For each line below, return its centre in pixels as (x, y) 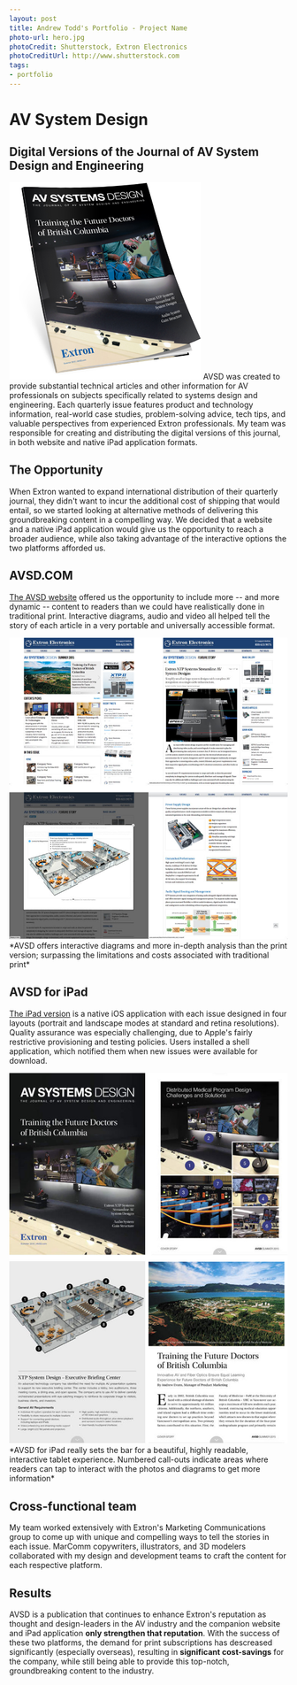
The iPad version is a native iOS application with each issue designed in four (148, 1013)
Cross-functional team (73, 1506)
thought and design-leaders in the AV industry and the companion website (145, 1623)
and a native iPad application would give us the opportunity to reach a (136, 529)
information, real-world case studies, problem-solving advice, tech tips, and (147, 414)
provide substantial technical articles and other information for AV (129, 386)
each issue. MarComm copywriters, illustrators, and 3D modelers (127, 1547)
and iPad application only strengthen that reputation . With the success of (145, 1633)
